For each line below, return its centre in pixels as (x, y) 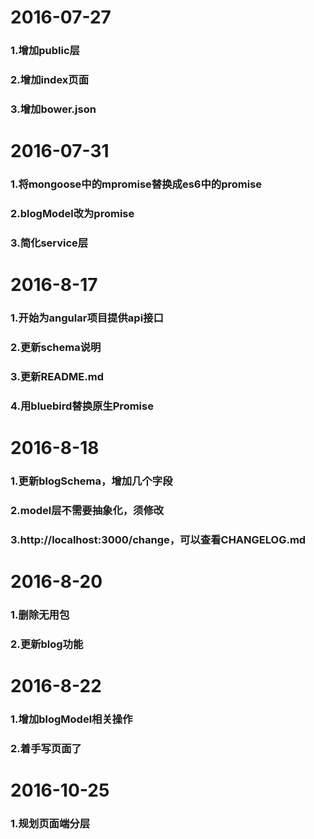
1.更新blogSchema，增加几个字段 (91, 481)
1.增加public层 (45, 51)
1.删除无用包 (40, 614)
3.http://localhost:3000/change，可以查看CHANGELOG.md (158, 539)
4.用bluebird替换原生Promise (82, 406)
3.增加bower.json (53, 109)
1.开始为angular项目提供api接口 (87, 318)
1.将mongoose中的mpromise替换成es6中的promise (136, 184)
